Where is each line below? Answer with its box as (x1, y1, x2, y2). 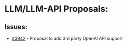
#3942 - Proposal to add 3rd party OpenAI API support (11, 35, 123, 41)
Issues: (4, 23, 27, 31)
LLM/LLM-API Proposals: (4, 3, 108, 15)
